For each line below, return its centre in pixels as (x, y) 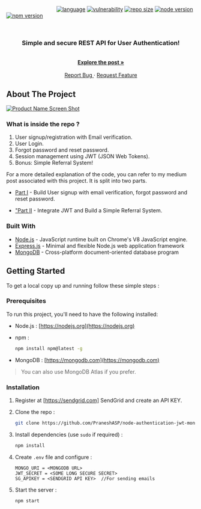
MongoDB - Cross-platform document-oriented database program (97, 252)
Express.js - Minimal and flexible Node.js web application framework (100, 245)
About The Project (41, 94)
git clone (27, 423)
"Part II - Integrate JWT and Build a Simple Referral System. (88, 211)
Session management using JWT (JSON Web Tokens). (82, 156)
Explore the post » (101, 63)
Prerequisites (26, 301)
